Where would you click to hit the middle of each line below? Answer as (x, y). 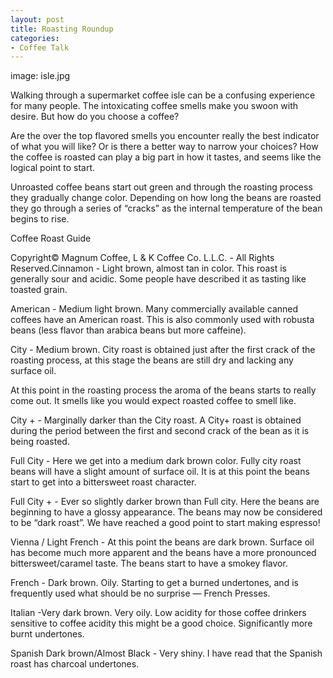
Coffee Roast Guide (51, 238)
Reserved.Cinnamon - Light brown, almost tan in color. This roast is (148, 268)
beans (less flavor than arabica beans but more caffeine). (128, 330)
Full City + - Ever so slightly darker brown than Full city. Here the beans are (165, 502)
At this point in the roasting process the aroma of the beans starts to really (163, 390)
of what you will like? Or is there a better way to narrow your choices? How (164, 147)
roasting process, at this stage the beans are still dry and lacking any (152, 360)
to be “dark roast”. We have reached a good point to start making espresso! (165, 523)
